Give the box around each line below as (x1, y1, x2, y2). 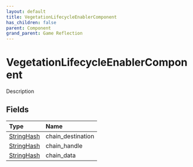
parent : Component (6, 25, 51, 31)
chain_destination (45, 132, 95, 140)
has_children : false (6, 19, 57, 25)
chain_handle (45, 142, 83, 150)
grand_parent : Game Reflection (6, 31, 83, 36)
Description (6, 88, 34, 95)
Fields (6, 105, 29, 115)
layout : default (6, 8, 46, 15)
